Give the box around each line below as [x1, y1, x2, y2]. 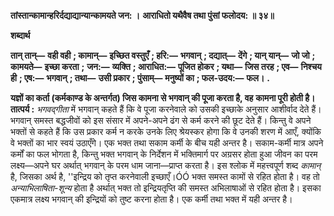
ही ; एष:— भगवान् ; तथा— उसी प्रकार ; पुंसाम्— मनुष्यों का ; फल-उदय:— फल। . [10, 72, 271, 84]
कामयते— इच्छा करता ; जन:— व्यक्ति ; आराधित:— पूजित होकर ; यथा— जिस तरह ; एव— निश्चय [10, 61, 322, 72]
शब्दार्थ [10, 30, 31, 41]
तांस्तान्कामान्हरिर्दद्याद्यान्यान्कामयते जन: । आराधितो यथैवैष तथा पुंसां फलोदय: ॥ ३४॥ [10, 10, 275, 21]
